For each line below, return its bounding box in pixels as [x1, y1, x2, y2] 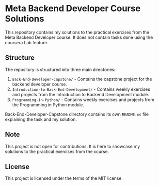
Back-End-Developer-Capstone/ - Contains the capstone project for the [12, 76, 152, 82]
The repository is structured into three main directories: [5, 67, 115, 72]
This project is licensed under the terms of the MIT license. [5, 175, 123, 181]
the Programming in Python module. [12, 101, 84, 107]
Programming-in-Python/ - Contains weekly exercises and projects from [12, 97, 154, 102]
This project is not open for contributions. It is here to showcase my [5, 143, 140, 149]
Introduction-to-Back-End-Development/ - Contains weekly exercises [12, 86, 150, 92]
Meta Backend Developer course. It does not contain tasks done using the [5, 34, 153, 40]
